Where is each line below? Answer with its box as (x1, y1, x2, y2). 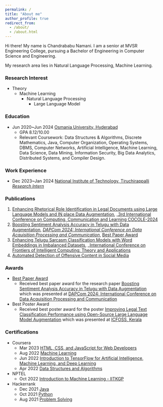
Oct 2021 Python (19, 391, 53, 397)
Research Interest (5, 75, 48, 81)
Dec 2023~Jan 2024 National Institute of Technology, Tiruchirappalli (12, 178, 149, 184)
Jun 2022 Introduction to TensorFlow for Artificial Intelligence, (19, 355, 144, 361)
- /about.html (9, 30, 38, 34)
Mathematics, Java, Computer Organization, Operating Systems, (19, 139, 148, 145)
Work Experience (5, 167, 47, 174)
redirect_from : (5, 20, 36, 26)
